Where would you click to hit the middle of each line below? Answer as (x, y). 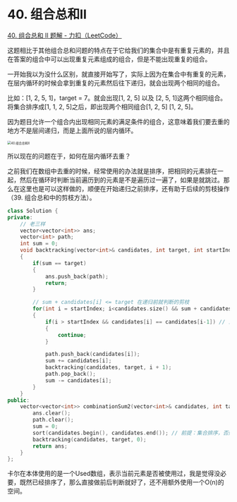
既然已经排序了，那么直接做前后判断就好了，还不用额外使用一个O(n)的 (122, 482)
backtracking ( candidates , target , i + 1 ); (108, 367)
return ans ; (50, 446)
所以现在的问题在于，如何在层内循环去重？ (69, 156)
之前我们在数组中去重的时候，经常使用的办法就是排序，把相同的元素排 (109, 171)
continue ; (72, 335)
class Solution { (33, 211)
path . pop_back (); (71, 374)
